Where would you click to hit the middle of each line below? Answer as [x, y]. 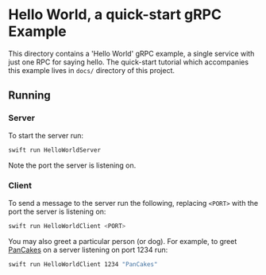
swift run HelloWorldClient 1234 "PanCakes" [83, 264]
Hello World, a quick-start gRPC [115, 15]
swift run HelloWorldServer [55, 150]
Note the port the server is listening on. [72, 165]
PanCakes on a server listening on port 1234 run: [88, 250]
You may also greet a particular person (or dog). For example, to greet [123, 241]
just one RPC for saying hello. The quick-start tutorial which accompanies [128, 62]
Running [30, 96]
